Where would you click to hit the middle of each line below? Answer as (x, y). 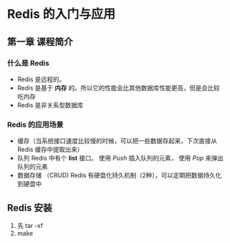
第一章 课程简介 (40, 42)
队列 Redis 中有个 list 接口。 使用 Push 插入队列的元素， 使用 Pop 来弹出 (120, 158)
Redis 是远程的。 (41, 79)
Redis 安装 (30, 208)
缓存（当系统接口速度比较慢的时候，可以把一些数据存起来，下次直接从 (117, 141)
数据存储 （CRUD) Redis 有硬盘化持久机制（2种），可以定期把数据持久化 (119, 176)
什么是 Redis (28, 63)
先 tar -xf (30, 225)
